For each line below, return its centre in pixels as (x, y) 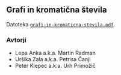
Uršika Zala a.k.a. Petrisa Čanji (53, 59)
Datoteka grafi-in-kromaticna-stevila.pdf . (61, 24)
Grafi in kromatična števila (57, 10)
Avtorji (16, 40)
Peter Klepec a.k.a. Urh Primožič (55, 66)
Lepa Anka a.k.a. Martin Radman (55, 53)
